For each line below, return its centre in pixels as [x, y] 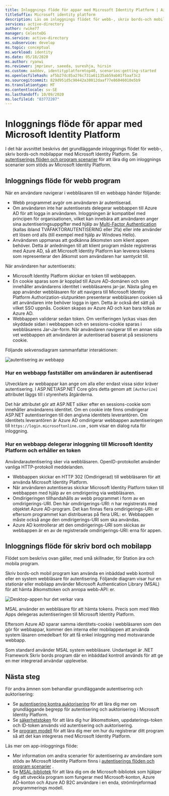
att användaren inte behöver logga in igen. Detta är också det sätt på [83, 303]
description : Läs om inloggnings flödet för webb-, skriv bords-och [78, 19]
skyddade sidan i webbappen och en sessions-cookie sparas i [77, 324]
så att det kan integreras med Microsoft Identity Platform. [72, 736]
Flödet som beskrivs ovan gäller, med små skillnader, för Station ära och [80, 558]
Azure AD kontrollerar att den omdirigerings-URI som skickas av [79, 525]
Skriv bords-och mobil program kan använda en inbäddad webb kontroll [80, 573]
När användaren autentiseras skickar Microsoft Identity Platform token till [88, 487]
